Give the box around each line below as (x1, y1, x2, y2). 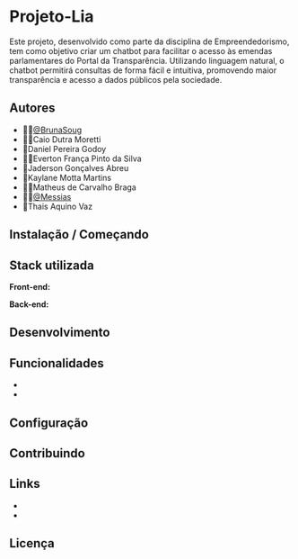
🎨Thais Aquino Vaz (22, 201, 92, 212)
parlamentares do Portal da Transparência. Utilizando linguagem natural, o (9, 55, 285, 66)
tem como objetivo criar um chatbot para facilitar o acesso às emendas (9, 45, 273, 56)
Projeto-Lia (9, 6, 94, 27)
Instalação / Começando (9, 227, 150, 242)
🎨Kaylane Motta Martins (22, 172, 112, 183)
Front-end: (9, 281, 51, 292)
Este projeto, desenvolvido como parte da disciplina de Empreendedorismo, (9, 36, 290, 47)
